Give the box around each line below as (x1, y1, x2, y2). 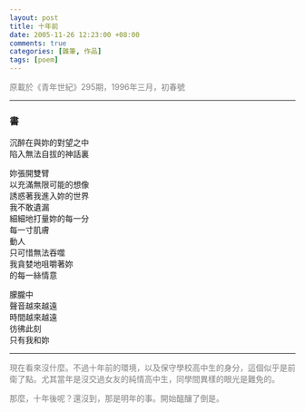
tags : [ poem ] (9, 55, 59, 64)
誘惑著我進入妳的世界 (9, 191, 89, 201)
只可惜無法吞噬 (9, 247, 65, 259)
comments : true (9, 38, 67, 48)
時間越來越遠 (9, 312, 57, 323)
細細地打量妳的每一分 (9, 213, 89, 224)
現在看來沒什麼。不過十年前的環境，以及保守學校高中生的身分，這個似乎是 (9, 362, 288, 373)
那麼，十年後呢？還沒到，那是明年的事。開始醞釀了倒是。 (9, 393, 224, 404)
